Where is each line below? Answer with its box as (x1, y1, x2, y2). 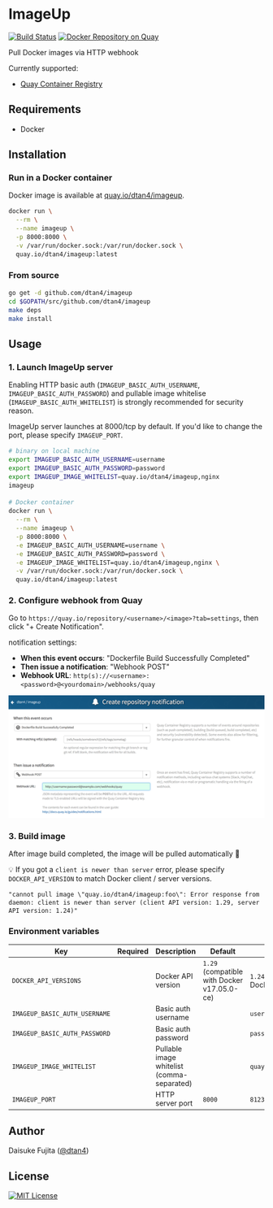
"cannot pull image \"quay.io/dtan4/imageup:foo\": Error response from (8, 890, 260, 898)
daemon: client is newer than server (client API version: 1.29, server (8, 898, 260, 906)
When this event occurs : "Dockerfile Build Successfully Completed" (19, 654, 250, 663)
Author (8, 1123, 45, 1138)
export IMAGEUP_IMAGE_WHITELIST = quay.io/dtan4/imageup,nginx (8, 472, 220, 480)
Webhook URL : (19, 671, 71, 680)
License (8, 1169, 50, 1183)
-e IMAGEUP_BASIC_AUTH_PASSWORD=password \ (15, 550, 165, 558)
